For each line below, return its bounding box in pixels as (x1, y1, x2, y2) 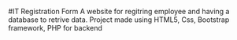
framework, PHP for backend (8, 24, 102, 32)
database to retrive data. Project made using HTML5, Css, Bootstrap (8, 15, 230, 24)
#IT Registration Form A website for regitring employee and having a (8, 7, 230, 16)
